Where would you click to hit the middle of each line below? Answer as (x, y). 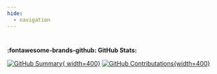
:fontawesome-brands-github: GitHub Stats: (72, 50)
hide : (15, 13)
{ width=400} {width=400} (136, 63)
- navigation (32, 20)
